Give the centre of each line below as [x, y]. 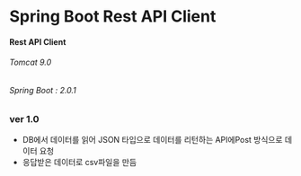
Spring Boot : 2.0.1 [43, 90]
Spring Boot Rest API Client [113, 17]
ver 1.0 [24, 119]
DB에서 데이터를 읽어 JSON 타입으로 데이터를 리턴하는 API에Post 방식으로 [152, 139]
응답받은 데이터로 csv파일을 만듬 [80, 162]
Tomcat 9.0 [31, 62]
